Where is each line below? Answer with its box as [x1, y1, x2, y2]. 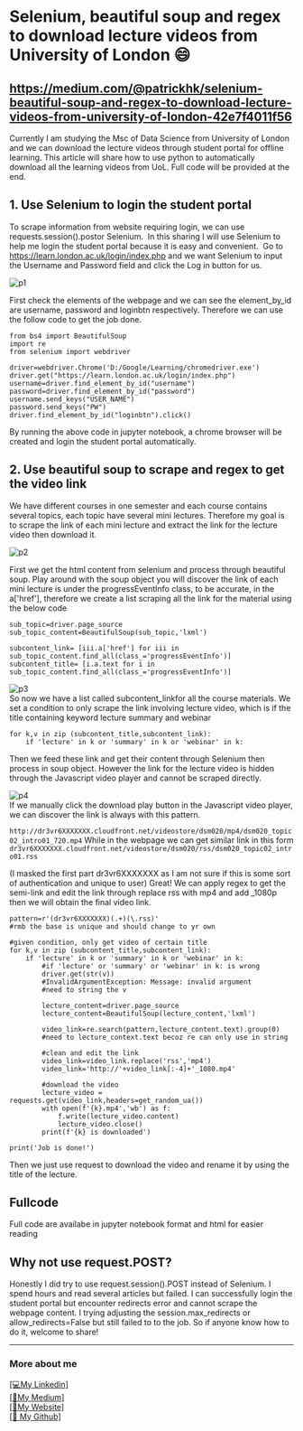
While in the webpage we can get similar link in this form [84, 834, 294, 846]
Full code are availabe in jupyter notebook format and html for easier [9, 1219, 264, 1230]
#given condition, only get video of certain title [9, 938, 207, 947]
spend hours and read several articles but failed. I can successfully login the [9, 1288, 293, 1299]
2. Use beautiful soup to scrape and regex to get [9, 463, 285, 478]
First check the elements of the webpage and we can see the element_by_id [9, 295, 292, 305]
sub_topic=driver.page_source [9, 620, 124, 629]
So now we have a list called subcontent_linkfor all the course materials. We [9, 693, 291, 704]
